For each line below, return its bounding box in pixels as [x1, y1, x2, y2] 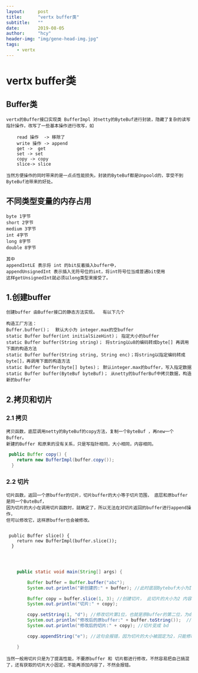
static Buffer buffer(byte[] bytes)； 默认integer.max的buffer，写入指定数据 [6, 365, 192, 371]
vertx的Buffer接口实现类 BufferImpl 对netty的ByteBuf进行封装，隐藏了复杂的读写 [6, 116, 191, 123]
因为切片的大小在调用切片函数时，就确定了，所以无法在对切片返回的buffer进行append [6, 504, 187, 510]
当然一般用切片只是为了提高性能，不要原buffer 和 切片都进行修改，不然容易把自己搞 [6, 655, 186, 662]
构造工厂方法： [6, 321, 37, 327]
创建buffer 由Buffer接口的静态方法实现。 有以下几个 [6, 309, 125, 315]
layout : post [6, 8, 49, 15]
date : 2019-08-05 [6, 25, 65, 31]
